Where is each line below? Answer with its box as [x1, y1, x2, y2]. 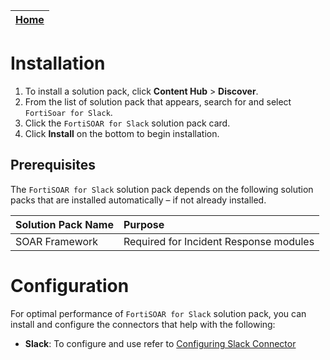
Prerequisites [10, 157, 96, 174]
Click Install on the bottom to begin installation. [24, 127, 220, 139]
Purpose [123, 217, 165, 231]
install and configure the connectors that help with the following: [10, 318, 276, 330]
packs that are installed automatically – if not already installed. [10, 194, 267, 206]
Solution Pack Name [15, 217, 114, 231]
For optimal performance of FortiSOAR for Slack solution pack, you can [10, 307, 307, 319]
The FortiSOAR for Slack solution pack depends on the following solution [10, 183, 314, 195]
